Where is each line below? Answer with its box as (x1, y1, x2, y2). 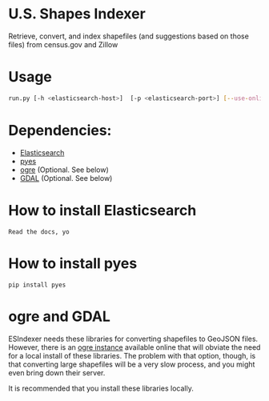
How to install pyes (8, 254, 138, 272)
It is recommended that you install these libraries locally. (8, 383, 194, 393)
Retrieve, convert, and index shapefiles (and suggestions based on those (8, 31, 250, 41)
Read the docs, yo (8, 227, 70, 236)
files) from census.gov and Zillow (8, 39, 118, 49)
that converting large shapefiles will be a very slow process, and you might (8, 359, 255, 369)
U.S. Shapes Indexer (8, 5, 146, 23)
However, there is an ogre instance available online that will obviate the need (8, 342, 261, 352)
